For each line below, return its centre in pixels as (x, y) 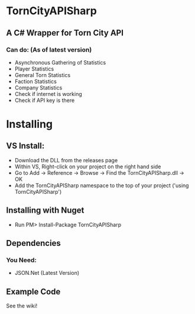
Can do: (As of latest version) (49, 50)
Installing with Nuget (45, 211)
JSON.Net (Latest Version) (47, 273)
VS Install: (25, 146)
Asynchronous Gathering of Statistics (60, 62)
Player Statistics (34, 69)
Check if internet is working (48, 94)
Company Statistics (38, 88)
